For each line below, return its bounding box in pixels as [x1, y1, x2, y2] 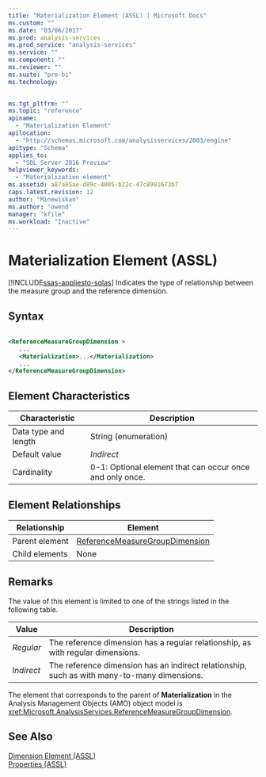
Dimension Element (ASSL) [8, 751, 97, 760]
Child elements [12, 548, 68, 559]
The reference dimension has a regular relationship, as [48, 637, 252, 648]
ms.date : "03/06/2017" [8, 26, 83, 34]
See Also [8, 730, 53, 744]
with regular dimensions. [48, 647, 141, 658]
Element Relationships [8, 499, 121, 512]
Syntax [8, 309, 44, 323]
